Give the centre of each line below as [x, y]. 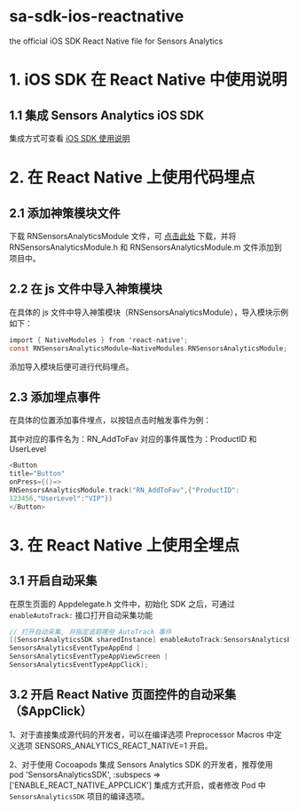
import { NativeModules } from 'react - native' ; [99, 340]
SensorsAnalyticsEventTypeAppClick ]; [79, 665]
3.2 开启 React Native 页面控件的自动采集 [123, 695]
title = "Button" [37, 474]
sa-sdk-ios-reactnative [97, 16]
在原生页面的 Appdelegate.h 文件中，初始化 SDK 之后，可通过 [122, 604]
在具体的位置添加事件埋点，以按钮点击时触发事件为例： [110, 421]
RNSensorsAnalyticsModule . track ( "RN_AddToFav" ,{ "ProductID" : [125, 490]
